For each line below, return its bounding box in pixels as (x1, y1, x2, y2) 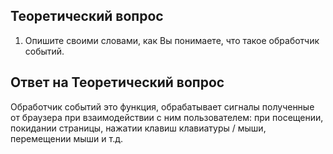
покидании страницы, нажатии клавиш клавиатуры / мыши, (10, 122, 267, 134)
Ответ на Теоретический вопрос (10, 74, 225, 91)
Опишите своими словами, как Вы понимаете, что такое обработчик (24, 34, 320, 46)
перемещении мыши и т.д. (10, 132, 124, 144)
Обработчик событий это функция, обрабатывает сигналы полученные (10, 100, 315, 113)
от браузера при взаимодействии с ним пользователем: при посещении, (10, 111, 324, 123)
